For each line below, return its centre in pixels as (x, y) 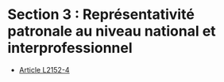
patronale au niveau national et (112, 31)
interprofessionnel (70, 48)
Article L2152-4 (44, 69)
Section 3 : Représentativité (101, 15)
